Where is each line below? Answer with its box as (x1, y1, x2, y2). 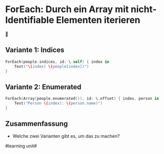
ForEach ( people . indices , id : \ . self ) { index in (5, 59, 110, 64)
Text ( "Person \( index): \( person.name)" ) (14, 101, 102, 106)
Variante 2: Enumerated (5, 83, 82, 91)
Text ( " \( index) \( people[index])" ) (14, 64, 89, 69)
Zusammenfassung (5, 120, 68, 128)
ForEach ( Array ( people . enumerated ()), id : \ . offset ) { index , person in (5, 96, 159, 101)
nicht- (130, 4, 157, 15)
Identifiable (5, 14, 54, 26)
